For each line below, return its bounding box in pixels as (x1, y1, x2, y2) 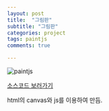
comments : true (7, 42, 51, 49)
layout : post (7, 10, 45, 17)
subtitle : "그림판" (7, 23, 58, 30)
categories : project (7, 29, 66, 37)
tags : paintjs (7, 36, 48, 43)
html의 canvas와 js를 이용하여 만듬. (7, 96, 103, 104)
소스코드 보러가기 (7, 81, 53, 90)
